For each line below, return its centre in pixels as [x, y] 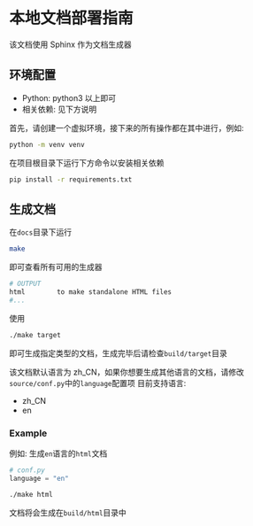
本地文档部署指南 [72, 18]
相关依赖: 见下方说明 [59, 109]
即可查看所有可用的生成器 [56, 267]
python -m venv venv [47, 144]
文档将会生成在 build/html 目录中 [68, 512]
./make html [31, 494]
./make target [35, 335]
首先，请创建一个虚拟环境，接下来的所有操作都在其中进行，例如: [127, 128]
